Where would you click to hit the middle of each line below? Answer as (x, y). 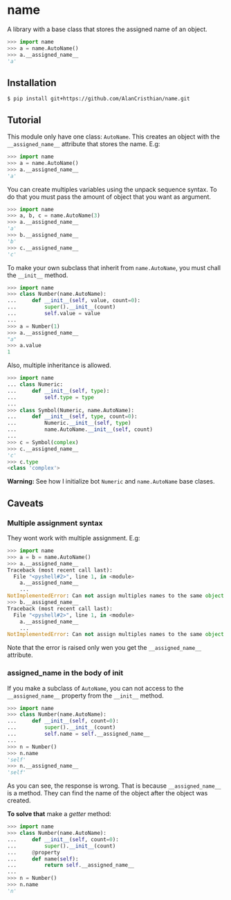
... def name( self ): (43, 859)
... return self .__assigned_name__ (71, 865)
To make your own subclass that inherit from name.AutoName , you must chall (114, 267)
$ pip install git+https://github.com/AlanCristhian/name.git (99, 99)
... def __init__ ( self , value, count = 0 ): (74, 301)
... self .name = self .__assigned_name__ (78, 734)
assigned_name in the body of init (65, 673)
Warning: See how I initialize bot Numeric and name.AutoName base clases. (111, 482)
